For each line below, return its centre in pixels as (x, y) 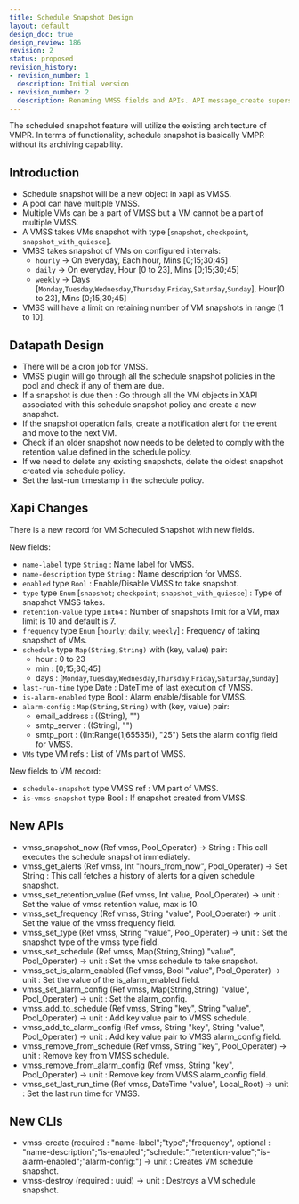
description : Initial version (73, 84)
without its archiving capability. (66, 144)
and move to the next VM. (69, 433)
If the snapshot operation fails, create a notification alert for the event (149, 423)
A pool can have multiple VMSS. (81, 204)
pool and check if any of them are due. (93, 385)
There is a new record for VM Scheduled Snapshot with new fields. (132, 529)
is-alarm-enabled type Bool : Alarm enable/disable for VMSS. (134, 697)
